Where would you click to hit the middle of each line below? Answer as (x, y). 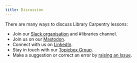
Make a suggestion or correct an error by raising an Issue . (72, 55)
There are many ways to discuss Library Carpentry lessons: (67, 24)
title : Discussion (24, 10)
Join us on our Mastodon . (39, 39)
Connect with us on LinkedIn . (42, 44)
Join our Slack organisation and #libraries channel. (65, 33)
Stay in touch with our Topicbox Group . (53, 49)
